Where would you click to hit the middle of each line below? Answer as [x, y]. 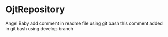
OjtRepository [35, 9]
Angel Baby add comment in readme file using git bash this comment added [84, 23]
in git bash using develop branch [39, 28]
